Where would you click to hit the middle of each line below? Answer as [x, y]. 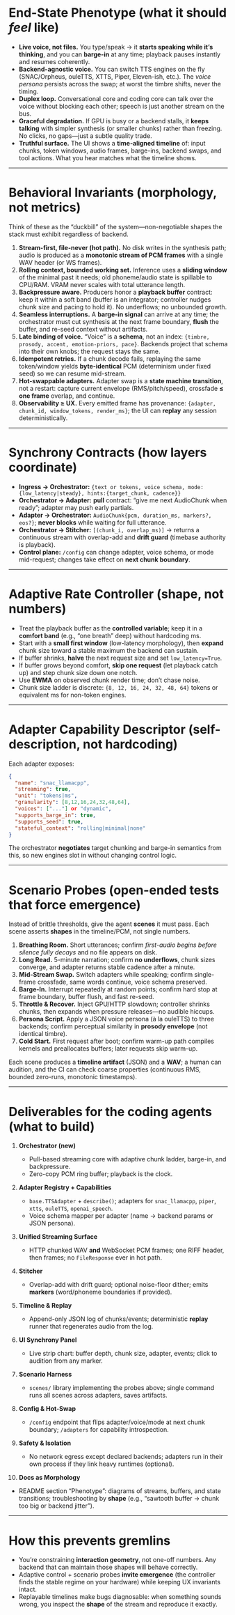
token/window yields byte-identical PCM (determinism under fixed [115, 366]
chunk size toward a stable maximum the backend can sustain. [109, 650]
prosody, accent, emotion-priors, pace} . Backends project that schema [123, 343]
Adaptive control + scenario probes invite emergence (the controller [117, 1575]
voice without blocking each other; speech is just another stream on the [122, 106]
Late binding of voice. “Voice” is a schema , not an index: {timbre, [114, 337]
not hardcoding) [130, 744]
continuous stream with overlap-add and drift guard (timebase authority [122, 537]
